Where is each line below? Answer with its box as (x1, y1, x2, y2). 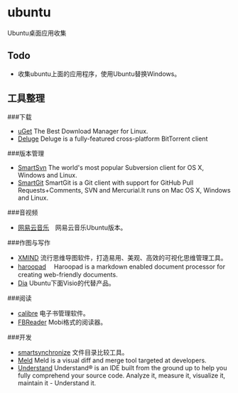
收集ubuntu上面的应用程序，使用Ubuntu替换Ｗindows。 (17, 69, 181, 78)
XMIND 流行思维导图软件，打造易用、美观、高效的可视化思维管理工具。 (17, 253, 227, 262)
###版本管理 (7, 149, 45, 157)
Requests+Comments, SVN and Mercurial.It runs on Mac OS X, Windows (17, 185, 231, 194)
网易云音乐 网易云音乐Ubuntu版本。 (17, 223, 127, 232)
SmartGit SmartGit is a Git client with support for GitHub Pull (17, 178, 194, 187)
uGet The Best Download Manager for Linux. (17, 126, 148, 135)
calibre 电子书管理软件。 (17, 308, 90, 317)
